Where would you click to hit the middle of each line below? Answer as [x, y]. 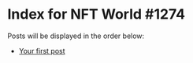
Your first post [42, 51]
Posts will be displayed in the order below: [76, 36]
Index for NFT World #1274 [96, 14]
